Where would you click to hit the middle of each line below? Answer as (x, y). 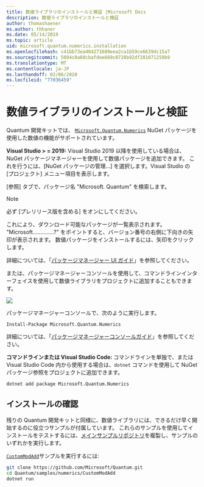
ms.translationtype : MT (37, 63)
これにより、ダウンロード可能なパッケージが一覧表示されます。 (86, 225)
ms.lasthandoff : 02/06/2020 (42, 74)
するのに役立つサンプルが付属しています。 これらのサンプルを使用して (100, 427)
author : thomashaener (34, 23)
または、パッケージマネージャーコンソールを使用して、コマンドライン (94, 273)
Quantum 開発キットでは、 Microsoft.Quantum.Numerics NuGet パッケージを (101, 130)
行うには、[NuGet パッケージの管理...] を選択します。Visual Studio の (104, 166)
